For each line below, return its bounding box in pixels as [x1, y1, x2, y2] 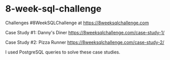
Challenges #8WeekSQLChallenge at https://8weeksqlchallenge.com [5, 20, 149, 26]
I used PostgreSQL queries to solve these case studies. [5, 49, 120, 55]
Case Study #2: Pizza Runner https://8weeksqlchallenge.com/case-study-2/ [5, 39, 164, 45]
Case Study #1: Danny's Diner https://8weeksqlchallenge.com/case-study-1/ [5, 29, 165, 35]
